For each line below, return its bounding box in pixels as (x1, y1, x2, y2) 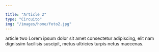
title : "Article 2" (5, 12, 47, 17)
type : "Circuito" (5, 16, 42, 22)
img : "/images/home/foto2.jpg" (5, 21, 72, 27)
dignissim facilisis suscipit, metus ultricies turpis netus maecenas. (5, 41, 144, 47)
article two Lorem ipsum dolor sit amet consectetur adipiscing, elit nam (5, 35, 154, 41)
